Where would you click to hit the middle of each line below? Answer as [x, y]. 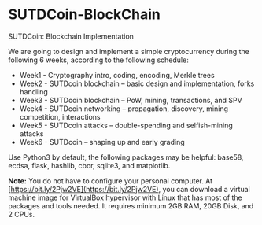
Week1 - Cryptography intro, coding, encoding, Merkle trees [117, 75]
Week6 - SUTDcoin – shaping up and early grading [102, 142]
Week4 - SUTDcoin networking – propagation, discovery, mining [124, 109]
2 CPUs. [22, 214]
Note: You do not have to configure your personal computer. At [111, 181]
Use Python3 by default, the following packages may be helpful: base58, [126, 157]
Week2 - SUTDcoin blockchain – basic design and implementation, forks [137, 83]
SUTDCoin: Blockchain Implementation [71, 36]
